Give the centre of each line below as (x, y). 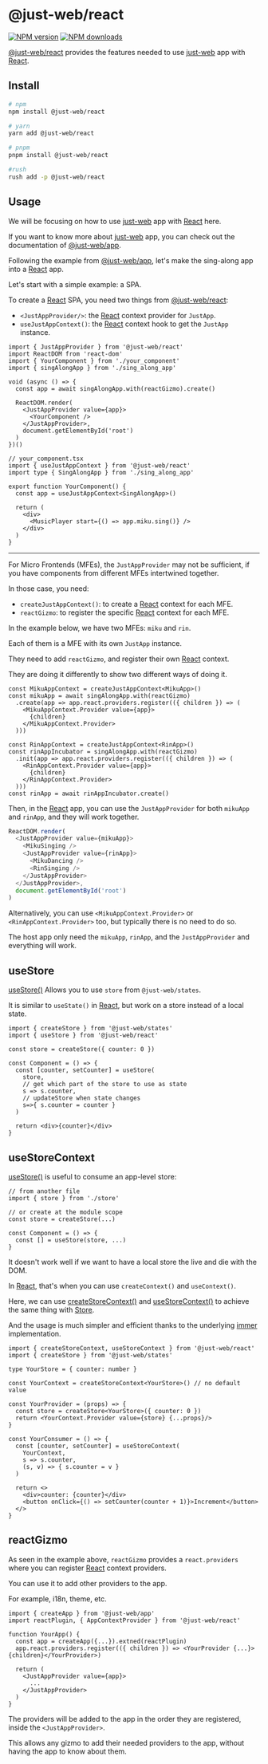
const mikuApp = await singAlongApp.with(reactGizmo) (100, 695)
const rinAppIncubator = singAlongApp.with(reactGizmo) (103, 751)
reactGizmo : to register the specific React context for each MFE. (124, 612)
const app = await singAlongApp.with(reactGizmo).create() (116, 388)
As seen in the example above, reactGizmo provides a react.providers (124, 1559)
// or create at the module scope (66, 1212)
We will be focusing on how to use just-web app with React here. (115, 221)
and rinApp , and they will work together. (74, 817)
